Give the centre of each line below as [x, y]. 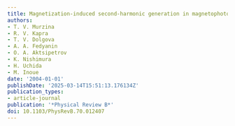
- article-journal [34, 99]
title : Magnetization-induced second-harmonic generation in [98, 14]
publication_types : [36, 92]
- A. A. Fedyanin [33, 46]
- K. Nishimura [29, 59]
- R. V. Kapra [28, 33]
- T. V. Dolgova [31, 40]
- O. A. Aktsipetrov [37, 53]
